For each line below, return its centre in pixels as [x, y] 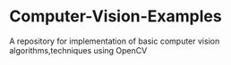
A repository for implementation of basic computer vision [115, 41]
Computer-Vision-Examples [115, 16]
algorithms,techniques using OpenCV [78, 50]
